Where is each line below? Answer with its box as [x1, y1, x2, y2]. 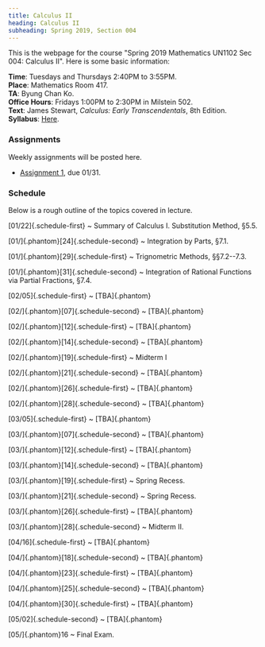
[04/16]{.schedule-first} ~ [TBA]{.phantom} [8, 537, 151, 547]
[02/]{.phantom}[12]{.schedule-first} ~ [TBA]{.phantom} [8, 321, 192, 331]
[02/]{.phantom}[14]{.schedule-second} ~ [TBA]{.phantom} [8, 337, 204, 347]
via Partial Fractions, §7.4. [8, 275, 93, 285]
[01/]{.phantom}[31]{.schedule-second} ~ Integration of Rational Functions [8, 267, 252, 277]
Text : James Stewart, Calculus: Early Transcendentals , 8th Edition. [8, 106, 228, 115]
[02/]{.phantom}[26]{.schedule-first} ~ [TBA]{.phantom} [8, 383, 193, 393]
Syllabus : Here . [8, 114, 60, 124]
